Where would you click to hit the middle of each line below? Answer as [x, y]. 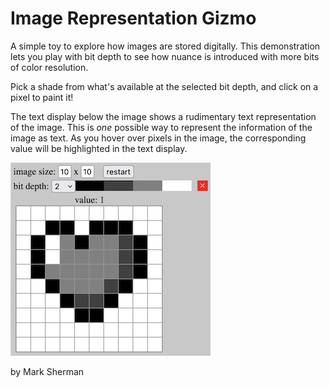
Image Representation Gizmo [133, 18]
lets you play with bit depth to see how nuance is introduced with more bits [165, 56]
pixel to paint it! [42, 97]
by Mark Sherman [47, 371]
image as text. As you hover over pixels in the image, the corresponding [158, 138]
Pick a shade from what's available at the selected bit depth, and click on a [164, 86]
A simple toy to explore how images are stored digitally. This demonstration [165, 46]
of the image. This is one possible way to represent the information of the [161, 127]
